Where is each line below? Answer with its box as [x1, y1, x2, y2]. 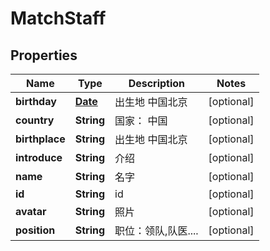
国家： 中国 [114, 114, 168, 127]
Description [128, 77, 186, 90]
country [15, 113, 55, 127]
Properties [10, 47, 78, 64]
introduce [15, 151, 63, 164]
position [15, 223, 56, 237]
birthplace [15, 132, 66, 146]
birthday [15, 95, 57, 108]
